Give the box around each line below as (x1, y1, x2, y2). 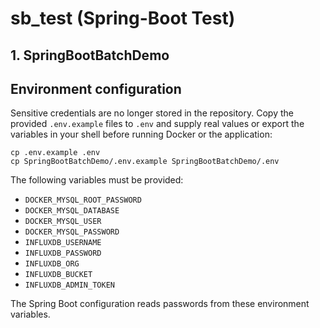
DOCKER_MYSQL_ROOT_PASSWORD (24, 195, 142, 206)
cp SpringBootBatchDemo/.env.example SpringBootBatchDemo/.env (10, 157, 280, 167)
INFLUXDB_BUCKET (24, 270, 93, 280)
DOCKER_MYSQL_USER (24, 217, 102, 227)
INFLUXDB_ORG (24, 259, 80, 269)
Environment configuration (10, 80, 182, 97)
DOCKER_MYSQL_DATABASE (24, 206, 120, 216)
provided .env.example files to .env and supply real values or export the (10, 118, 305, 130)
